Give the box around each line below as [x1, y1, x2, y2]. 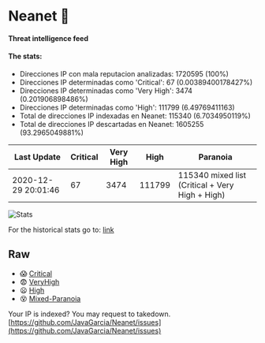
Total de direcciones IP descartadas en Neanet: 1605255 [19, 119, 204, 129]
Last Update [14, 151, 62, 162]
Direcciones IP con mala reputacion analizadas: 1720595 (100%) [19, 69, 229, 78]
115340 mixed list [177, 170, 247, 181]
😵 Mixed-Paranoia [19, 293, 81, 303]
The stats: [8, 51, 43, 62]
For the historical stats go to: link [8, 225, 114, 234]
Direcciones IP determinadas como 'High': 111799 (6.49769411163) [19, 103, 235, 112]
